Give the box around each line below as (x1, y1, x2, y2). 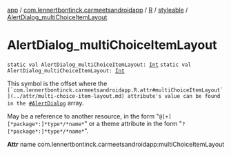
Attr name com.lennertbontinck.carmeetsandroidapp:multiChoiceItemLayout (7, 140, 225, 148)
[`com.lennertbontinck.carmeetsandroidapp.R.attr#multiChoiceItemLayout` (7, 86, 224, 94)
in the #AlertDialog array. (7, 99, 84, 107)
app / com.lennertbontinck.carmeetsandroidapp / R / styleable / (7, 6, 188, 14)
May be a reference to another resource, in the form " (7, 112, 160, 120)
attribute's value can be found (127, 92, 221, 99)
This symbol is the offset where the (7, 79, 108, 87)
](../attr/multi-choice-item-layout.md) (7, 92, 125, 99)
